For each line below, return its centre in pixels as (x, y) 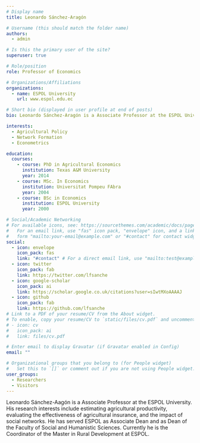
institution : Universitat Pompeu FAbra (71, 187)
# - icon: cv (22, 325)
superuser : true (26, 55)
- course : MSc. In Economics (53, 181)
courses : (22, 159)
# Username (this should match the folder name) (68, 28)
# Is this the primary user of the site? (58, 50)
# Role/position (26, 66)
